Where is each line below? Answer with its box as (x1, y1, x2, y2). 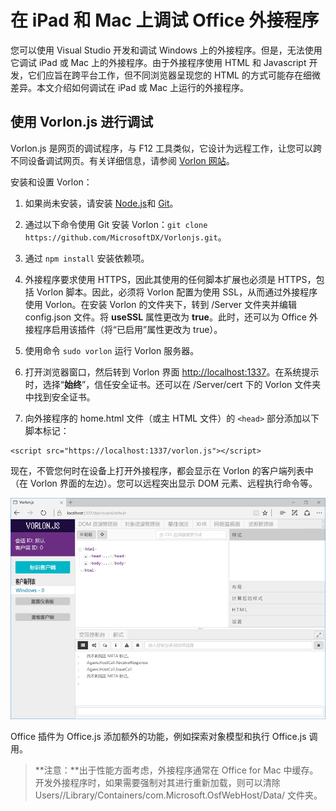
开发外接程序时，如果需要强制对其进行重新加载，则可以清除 (34, 776, 281, 788)
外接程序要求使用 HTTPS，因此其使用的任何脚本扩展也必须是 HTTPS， (24, 273, 317, 285)
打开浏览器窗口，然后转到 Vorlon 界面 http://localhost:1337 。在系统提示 (24, 366, 320, 378)
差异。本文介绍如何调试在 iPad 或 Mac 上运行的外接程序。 (10, 81, 250, 93)
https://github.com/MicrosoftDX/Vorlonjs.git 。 (24, 231, 227, 243)
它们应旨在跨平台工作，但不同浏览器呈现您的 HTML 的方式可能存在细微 (27, 69, 321, 81)
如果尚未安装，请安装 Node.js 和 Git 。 (24, 197, 179, 209)
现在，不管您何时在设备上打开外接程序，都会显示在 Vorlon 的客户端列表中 (10, 464, 314, 476)
